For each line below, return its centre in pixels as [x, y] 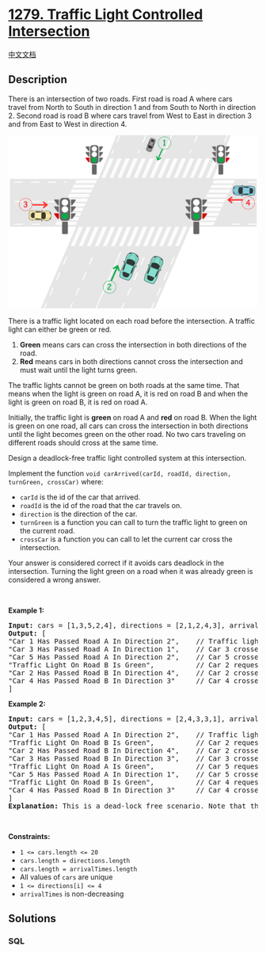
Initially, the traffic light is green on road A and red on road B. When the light [133, 417]
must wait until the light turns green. [78, 370]
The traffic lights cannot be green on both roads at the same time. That [124, 385]
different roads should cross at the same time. [83, 442]
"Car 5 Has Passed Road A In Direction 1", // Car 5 [119, 774]
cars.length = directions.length [75, 860]
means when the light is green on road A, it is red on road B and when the [128, 393]
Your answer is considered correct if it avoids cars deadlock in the [116, 563]
